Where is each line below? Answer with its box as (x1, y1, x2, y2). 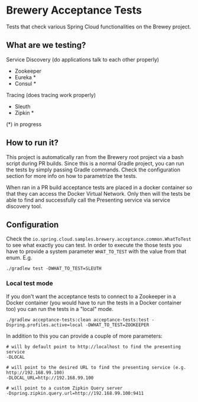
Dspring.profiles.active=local (6, 322, 83, 328)
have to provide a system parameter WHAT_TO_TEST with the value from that (6, 248, 187, 255)
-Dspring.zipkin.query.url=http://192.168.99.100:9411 (6, 390, 144, 396)
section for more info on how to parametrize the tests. (6, 172, 138, 179)
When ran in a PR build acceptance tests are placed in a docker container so (6, 184, 193, 191)
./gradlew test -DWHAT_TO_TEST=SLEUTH (6, 265, 102, 272)
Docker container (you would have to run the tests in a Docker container (6, 299, 182, 306)
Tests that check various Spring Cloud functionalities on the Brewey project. (6, 23, 191, 30)
